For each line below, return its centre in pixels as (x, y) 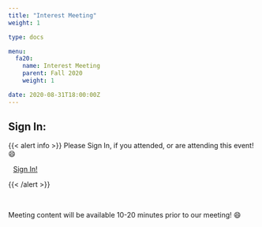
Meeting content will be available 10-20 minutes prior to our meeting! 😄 (125, 215)
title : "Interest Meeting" (52, 15)
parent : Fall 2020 (52, 73)
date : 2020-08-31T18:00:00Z (54, 95)
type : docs (26, 37)
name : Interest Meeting (62, 66)
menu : (17, 51)
